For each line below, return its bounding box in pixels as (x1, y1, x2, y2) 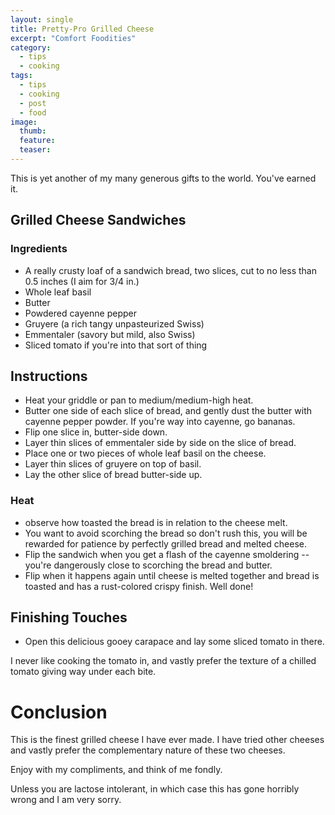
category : (10, 42, 52, 53)
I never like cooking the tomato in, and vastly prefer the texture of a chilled (10, 655, 317, 667)
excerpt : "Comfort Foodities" (10, 33, 137, 43)
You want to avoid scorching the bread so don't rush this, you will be (24, 527, 308, 539)
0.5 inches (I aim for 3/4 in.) (24, 275, 140, 287)
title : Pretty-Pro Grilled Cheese (10, 24, 155, 34)
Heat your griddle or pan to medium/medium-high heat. (24, 394, 254, 406)
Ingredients (10, 242, 68, 256)
